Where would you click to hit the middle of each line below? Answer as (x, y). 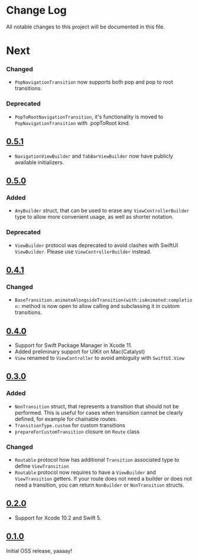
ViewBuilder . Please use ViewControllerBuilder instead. (83, 251)
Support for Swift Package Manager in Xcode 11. (73, 345)
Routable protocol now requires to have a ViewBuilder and (85, 472)
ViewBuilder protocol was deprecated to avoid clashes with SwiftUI (96, 245)
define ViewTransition (42, 466)
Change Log (36, 10)
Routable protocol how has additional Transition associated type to (97, 460)
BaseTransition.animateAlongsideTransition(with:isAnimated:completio (103, 300)
